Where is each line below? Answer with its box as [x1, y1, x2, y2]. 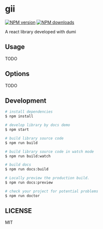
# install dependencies [5, 109, 53, 114]
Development [5, 96, 47, 105]
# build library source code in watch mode [5, 149, 94, 154]
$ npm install [5, 114, 34, 119]
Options [5, 70, 30, 78]
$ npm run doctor [5, 193, 40, 198]
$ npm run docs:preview [5, 180, 53, 185]
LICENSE [5, 207, 32, 215]
